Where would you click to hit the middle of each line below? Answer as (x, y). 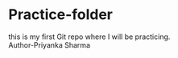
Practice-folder (61, 15)
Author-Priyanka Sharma (50, 44)
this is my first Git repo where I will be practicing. (89, 37)
